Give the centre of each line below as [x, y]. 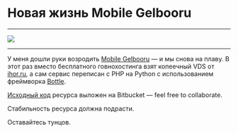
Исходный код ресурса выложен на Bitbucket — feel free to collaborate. [115, 95]
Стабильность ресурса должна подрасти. [71, 108]
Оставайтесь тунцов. [39, 122]
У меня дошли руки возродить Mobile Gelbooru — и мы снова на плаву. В [119, 58]
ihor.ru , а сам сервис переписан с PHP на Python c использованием [110, 74]
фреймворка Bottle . [37, 81]
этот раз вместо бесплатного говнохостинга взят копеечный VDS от [111, 66]
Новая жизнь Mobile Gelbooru [100, 13]
